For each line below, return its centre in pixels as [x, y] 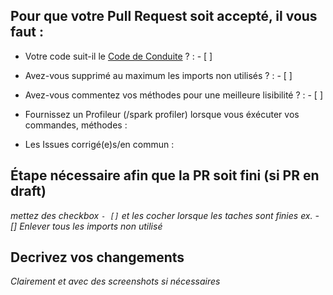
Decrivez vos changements [97, 257]
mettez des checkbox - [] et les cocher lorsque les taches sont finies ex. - [165, 215]
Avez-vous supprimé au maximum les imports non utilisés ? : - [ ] [158, 75]
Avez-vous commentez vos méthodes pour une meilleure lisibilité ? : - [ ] [174, 95]
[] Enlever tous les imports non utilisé [86, 226]
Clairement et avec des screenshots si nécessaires [115, 281]
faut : [27, 32]
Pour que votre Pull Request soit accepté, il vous [164, 16]
